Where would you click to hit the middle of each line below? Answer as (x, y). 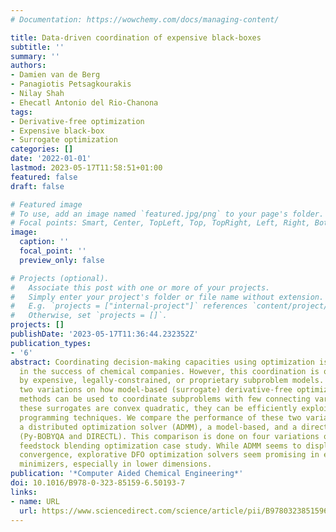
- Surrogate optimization (64, 140)
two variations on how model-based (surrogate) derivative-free (156, 390)
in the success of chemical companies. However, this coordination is (169, 371)
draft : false (37, 186)
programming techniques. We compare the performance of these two (160, 417)
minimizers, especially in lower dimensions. (116, 464)
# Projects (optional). (60, 278)
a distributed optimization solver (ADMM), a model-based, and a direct (174, 427)
